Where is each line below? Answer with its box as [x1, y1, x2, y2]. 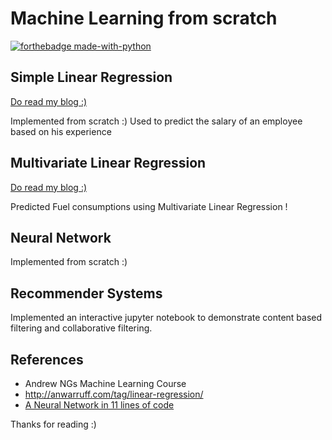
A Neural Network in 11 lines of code [24, 399, 175, 411]
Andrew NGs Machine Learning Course [24, 378, 187, 389]
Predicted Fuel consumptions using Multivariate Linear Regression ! [10, 200, 288, 212]
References [10, 351, 84, 368]
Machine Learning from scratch [10, 7, 278, 30]
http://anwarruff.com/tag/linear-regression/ [24, 388, 204, 400]
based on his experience [10, 125, 112, 137]
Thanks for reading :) [10, 418, 97, 430]
